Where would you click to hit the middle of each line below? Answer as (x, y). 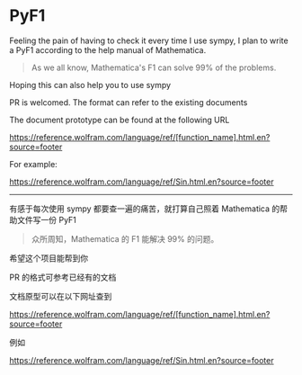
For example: (34, 164)
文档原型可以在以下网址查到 (61, 296)
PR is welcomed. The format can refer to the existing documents (129, 102)
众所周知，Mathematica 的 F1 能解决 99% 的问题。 (125, 238)
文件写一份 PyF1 (46, 219)
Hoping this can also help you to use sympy (90, 85)
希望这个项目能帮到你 (49, 258)
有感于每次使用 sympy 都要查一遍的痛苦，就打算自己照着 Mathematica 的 (145, 209)
